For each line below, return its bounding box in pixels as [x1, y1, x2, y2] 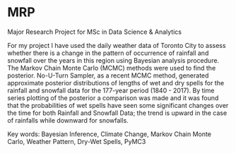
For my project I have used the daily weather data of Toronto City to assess [7, 41, 226, 49]
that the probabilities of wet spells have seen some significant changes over [7, 101, 229, 109]
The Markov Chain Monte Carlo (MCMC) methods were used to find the [7, 63, 216, 72]
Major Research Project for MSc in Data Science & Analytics [7, 27, 182, 36]
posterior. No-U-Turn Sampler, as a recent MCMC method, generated [7, 71, 209, 80]
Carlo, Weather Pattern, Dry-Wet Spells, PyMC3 [7, 137, 146, 145]
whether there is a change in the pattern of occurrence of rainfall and [7, 49, 209, 57]
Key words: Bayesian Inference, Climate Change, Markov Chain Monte [7, 130, 212, 138]
